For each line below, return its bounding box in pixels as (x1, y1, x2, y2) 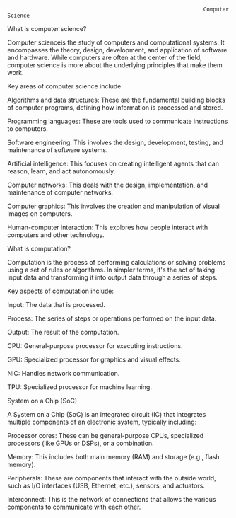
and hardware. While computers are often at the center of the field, (7, 53, 203, 62)
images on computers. (7, 209, 73, 218)
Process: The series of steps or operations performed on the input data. (7, 314, 217, 323)
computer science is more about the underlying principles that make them (7, 61, 223, 69)
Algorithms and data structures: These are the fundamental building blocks (7, 96, 226, 104)
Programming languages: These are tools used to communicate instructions (7, 117, 228, 125)
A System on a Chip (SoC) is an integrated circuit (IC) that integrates (7, 410, 206, 418)
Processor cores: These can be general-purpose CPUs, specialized (7, 432, 204, 439)
